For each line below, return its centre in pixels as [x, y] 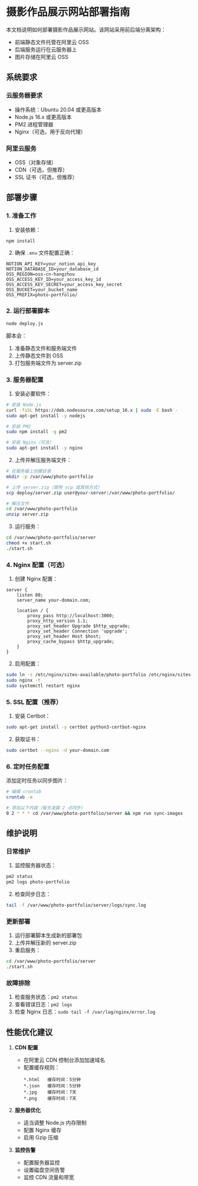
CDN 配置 [26, 1047]
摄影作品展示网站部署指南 [68, 12]
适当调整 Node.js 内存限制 [55, 1123]
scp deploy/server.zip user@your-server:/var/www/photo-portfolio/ [91, 493]
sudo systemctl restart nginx [43, 686]
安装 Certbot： [32, 716]
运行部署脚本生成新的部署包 [48, 935]
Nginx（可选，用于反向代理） [50, 132]
